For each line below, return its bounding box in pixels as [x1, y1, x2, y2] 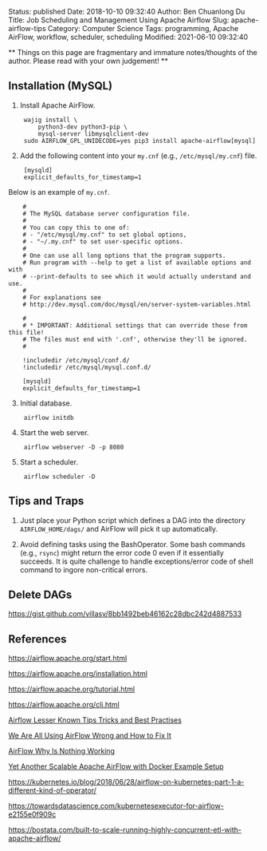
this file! [8, 328, 45, 336]
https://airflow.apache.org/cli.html [8, 700, 120, 710]
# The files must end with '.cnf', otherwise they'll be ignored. [22, 335, 248, 343]
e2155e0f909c [8, 809, 57, 819]
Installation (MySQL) [8, 79, 113, 93]
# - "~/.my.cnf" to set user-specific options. [22, 237, 183, 246]
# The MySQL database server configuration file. [22, 209, 191, 218]
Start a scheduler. [19, 457, 78, 466]
